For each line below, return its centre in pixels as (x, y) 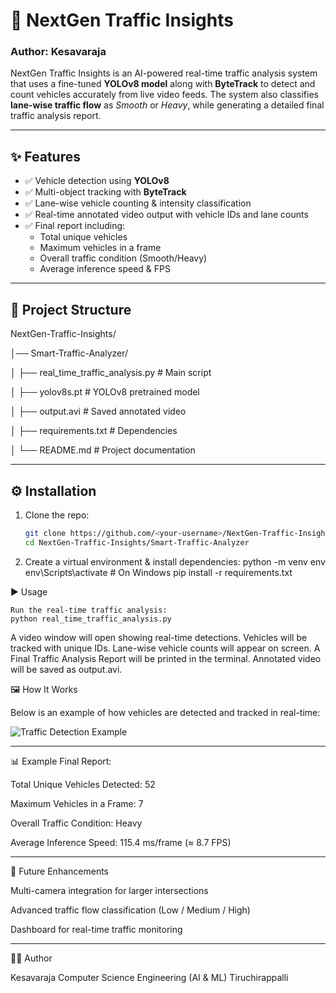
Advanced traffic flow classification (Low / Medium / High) (130, 910)
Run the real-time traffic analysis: (89, 610)
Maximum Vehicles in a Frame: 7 (77, 803)
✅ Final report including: (75, 226)
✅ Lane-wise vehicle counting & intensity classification (138, 203)
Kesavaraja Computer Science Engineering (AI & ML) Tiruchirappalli (149, 977)
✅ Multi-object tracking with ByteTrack (105, 192)
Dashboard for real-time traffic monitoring (96, 929)
